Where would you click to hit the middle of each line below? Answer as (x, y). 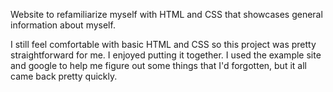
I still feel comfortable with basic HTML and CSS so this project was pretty (163, 44)
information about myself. (63, 25)
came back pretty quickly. (64, 76)
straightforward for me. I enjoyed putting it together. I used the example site (166, 55)
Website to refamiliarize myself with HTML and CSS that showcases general (166, 14)
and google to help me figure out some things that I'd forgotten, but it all (158, 65)
